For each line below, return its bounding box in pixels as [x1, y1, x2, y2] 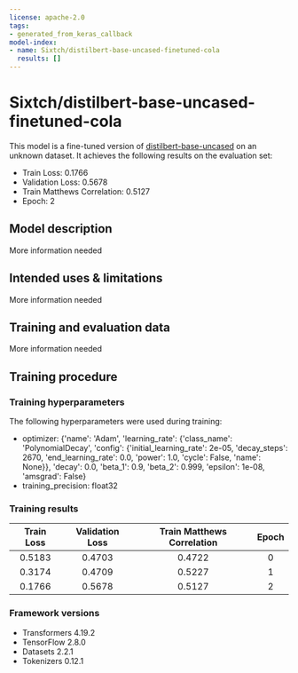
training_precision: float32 [21, 480, 118, 491]
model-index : [9, 37, 58, 47]
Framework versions [9, 607, 100, 620]
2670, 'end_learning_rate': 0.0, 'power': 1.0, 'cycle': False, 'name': [21, 452, 262, 463]
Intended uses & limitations [9, 271, 163, 286]
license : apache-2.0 [9, 12, 86, 22]
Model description [9, 221, 113, 236]
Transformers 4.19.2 [21, 627, 96, 637]
